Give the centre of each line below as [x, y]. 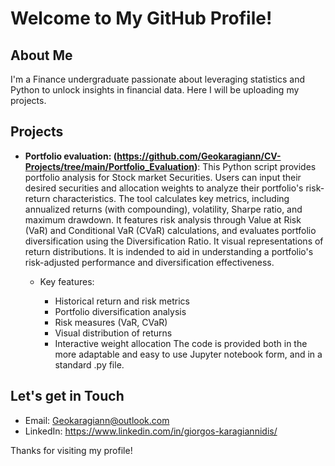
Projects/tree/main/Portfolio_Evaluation [109, 166]
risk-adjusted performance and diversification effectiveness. [149, 262]
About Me [41, 55]
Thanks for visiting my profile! [71, 450]
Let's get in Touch [67, 396]
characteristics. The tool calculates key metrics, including [171, 198]
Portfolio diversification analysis [120, 311]
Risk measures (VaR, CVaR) [111, 322]
